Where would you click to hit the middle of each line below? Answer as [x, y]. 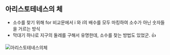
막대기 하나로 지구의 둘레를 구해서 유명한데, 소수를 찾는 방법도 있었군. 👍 [84, 35]
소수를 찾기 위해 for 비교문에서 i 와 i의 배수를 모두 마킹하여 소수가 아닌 [82, 22]
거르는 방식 [29, 29]
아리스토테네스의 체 [34, 9]
